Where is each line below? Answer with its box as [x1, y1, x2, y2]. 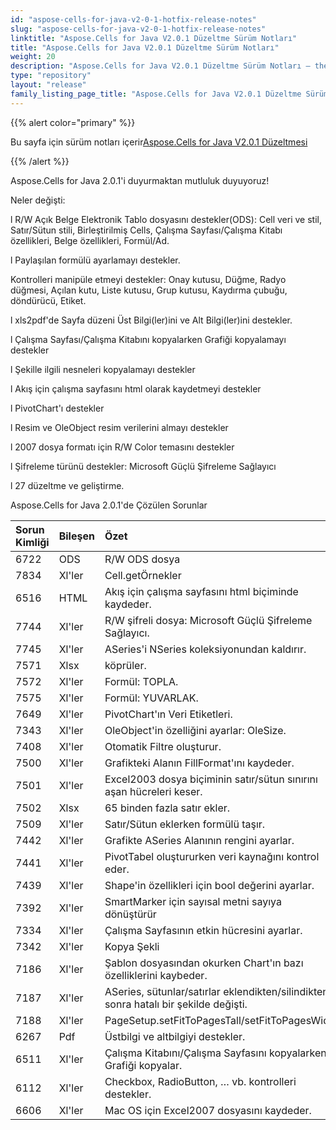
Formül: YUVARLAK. [104, 691, 199, 705]
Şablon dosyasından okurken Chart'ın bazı [104, 956, 304, 970]
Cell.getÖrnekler [104, 568, 182, 582]
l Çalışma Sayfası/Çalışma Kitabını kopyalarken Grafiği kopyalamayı [10, 333, 287, 345]
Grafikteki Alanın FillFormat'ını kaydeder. [104, 756, 295, 770]
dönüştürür [104, 907, 157, 921]
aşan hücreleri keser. [104, 784, 203, 798]
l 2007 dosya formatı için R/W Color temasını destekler [10, 441, 235, 453]
